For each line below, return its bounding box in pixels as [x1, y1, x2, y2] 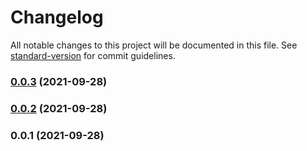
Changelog [10, 6, 104, 29]
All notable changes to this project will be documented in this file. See [10, 39, 298, 51]
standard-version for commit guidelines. [10, 49, 176, 61]
